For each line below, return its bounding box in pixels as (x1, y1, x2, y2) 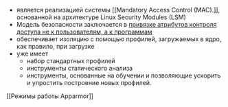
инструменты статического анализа (26, 64, 133, 72)
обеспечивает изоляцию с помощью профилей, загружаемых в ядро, (16, 35, 222, 43)
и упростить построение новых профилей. (26, 79, 152, 86)
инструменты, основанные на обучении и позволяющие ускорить (26, 71, 221, 80)
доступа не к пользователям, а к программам (16, 27, 152, 36)
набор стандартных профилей (26, 57, 115, 64)
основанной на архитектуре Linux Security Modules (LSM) (16, 13, 186, 21)
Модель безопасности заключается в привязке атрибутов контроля (16, 21, 217, 28)
